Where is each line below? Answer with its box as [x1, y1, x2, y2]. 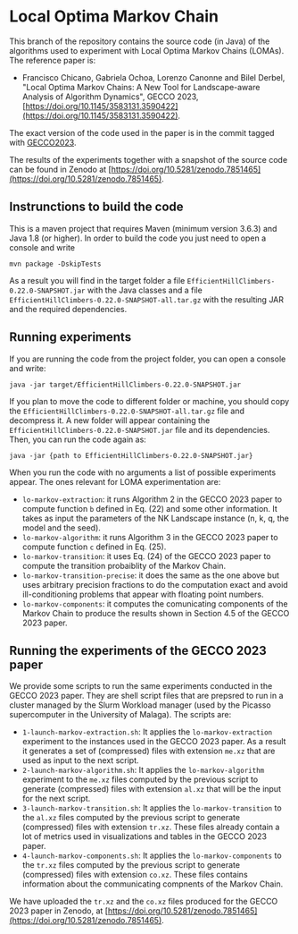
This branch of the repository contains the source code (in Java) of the [9, 36, 270, 47]
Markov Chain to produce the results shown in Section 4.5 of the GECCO [21, 607, 290, 618]
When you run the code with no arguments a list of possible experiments [9, 467, 277, 478]
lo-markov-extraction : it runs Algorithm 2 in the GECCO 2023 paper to [21, 494, 283, 505]
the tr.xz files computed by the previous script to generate [21, 860, 241, 870]
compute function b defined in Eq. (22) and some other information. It [21, 503, 278, 514]
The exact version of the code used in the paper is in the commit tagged [9, 127, 275, 138]
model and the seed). [21, 522, 101, 533]
